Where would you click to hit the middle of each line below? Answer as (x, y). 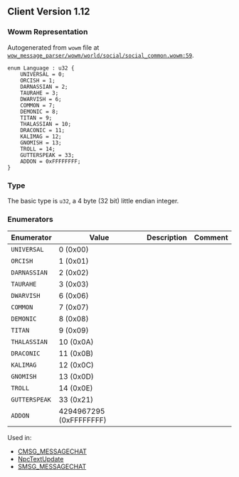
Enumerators (30, 219)
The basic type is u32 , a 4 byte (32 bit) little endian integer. (93, 200)
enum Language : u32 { (41, 68)
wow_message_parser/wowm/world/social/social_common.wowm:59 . (101, 55)
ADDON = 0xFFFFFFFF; (51, 161)
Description (167, 237)
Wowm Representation (48, 32)
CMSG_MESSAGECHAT (52, 451)
